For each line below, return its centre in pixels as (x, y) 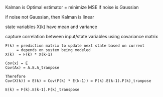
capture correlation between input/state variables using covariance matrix (81, 36)
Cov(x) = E (17, 63)
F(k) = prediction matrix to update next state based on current (75, 46)
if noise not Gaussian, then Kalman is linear (50, 17)
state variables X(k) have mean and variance (51, 27)
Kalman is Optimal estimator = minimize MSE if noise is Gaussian (72, 7)
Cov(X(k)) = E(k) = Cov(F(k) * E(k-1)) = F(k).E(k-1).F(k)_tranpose (78, 81)
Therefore (16, 76)
